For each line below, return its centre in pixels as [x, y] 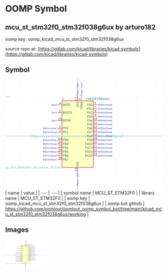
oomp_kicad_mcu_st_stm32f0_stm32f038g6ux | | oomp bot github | [75, 203]
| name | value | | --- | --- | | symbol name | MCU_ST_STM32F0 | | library [80, 192]
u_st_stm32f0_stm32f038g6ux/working [45, 214]
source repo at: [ [22, 49]
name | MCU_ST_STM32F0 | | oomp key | [47, 198]
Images [17, 230]
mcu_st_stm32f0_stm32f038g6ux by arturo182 [80, 27]
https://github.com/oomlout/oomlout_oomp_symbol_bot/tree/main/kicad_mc [84, 208]
